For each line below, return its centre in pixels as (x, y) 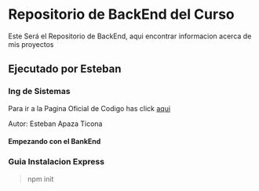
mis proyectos (31, 44)
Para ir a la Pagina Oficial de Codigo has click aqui (89, 108)
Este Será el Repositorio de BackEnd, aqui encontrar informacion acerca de (130, 36)
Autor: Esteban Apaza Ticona (55, 124)
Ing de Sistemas (39, 92)
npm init (40, 178)
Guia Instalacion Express (56, 162)
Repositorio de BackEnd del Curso (122, 14)
